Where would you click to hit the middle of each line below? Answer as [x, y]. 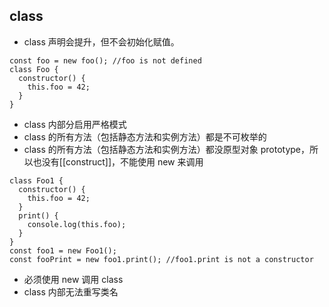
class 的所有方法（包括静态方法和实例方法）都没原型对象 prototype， [166, 149]
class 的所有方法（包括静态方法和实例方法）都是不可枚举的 [145, 136]
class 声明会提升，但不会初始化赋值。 [101, 41]
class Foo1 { [36, 180]
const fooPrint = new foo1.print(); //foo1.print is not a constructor [161, 259]
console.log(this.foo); [77, 224]
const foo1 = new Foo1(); [63, 250]
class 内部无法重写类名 [71, 291]
